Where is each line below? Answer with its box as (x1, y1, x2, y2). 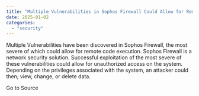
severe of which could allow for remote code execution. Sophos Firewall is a (6, 48, 192, 55)
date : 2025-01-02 (6, 14, 49, 20)
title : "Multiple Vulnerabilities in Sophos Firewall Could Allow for (6, 8, 184, 15)
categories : (6, 20, 36, 25)
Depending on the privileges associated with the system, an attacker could (6, 66, 188, 74)
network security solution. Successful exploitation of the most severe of (6, 54, 182, 61)
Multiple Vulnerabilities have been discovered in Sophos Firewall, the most (6, 41, 188, 49)
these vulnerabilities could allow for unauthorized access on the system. (6, 60, 182, 68)
